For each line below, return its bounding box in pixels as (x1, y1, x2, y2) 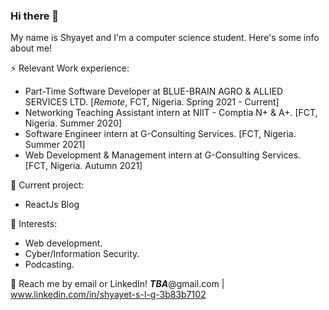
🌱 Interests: (10, 218, 58, 230)
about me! (10, 42, 53, 54)
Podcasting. (24, 259, 75, 271)
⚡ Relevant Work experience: (10, 62, 130, 74)
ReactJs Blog (24, 199, 80, 211)
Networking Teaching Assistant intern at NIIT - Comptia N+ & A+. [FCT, (24, 107, 318, 119)
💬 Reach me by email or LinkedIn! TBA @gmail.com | (10, 278, 225, 290)
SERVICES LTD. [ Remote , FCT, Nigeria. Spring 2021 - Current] (24, 96, 280, 108)
